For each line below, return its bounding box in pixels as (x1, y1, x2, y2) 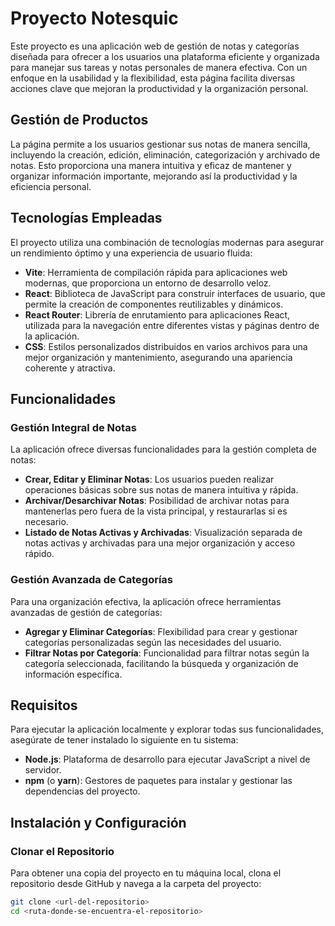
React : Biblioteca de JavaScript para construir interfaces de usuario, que (24, 287, 326, 299)
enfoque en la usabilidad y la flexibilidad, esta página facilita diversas (10, 72, 296, 84)
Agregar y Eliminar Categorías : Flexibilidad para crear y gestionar (24, 625, 298, 637)
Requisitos (10, 697, 78, 714)
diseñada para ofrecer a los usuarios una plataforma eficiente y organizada (10, 50, 320, 62)
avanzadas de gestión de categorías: (10, 606, 163, 618)
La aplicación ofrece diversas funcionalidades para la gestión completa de (10, 443, 317, 456)
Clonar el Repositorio (10, 844, 115, 858)
